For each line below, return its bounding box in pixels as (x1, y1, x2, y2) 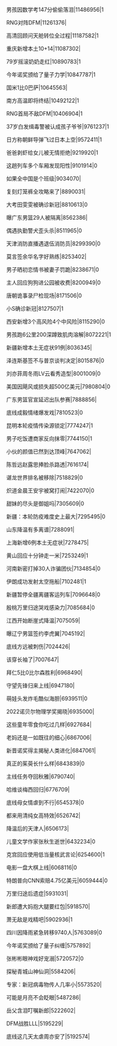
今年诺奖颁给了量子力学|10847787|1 (6, 71, 96, 78)
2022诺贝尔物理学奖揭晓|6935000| (6, 708, 94, 715)
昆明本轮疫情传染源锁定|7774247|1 (6, 422, 93, 429)
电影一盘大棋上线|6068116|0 (6, 864, 77, 871)
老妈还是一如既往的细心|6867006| (6, 734, 92, 741)
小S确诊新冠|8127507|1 (6, 305, 64, 312)
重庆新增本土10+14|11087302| (6, 45, 81, 52)
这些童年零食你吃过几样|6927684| (6, 721, 92, 728)
